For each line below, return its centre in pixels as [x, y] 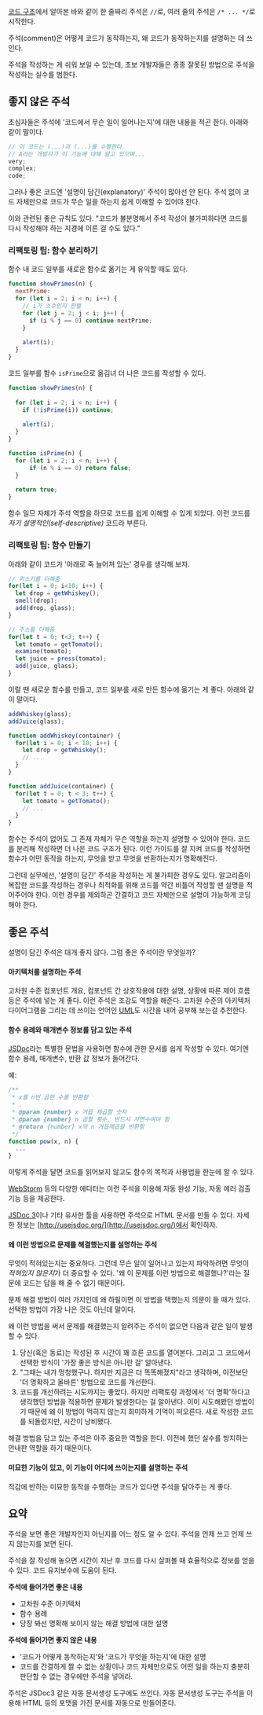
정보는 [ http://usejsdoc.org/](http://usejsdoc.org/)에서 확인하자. [117, 1225]
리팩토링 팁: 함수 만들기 [49, 545]
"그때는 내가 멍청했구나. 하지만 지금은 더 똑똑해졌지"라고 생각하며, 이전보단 [134, 1372]
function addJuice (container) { [61, 786]
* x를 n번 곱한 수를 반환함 [50, 1098]
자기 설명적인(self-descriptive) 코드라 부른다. [78, 523]
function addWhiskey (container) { [65, 736]
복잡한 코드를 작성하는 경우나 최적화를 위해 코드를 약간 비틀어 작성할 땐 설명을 [126, 885]
